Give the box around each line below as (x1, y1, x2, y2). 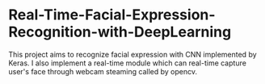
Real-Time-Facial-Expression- (8, 6, 216, 24)
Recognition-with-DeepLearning (8, 23, 232, 41)
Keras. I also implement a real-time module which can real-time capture (8, 58, 246, 68)
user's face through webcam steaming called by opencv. (8, 66, 198, 76)
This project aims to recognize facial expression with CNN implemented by (8, 49, 257, 59)
